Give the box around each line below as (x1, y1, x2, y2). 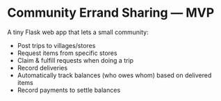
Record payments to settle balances (17, 86, 121, 94)
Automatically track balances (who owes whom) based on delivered (17, 71, 212, 79)
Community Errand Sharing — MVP (7, 5, 215, 21)
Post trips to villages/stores (17, 41, 96, 49)
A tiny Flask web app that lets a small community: (7, 28, 149, 36)
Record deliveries (17, 63, 68, 72)
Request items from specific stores (17, 49, 117, 57)
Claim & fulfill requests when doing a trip (17, 56, 134, 64)
